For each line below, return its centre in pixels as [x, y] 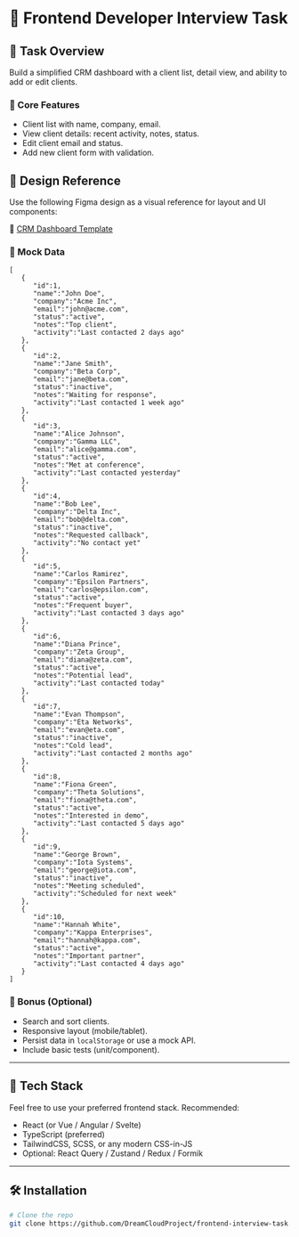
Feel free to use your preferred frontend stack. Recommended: [125, 1107]
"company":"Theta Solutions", [89, 793]
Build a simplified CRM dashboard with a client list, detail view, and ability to [148, 72]
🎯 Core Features [44, 104]
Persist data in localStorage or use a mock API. [109, 1040]
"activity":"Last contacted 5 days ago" [109, 824]
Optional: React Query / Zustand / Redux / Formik [112, 1153]
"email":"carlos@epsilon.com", [91, 590]
